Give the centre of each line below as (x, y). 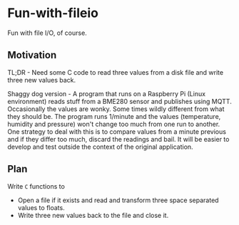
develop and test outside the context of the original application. (101, 147)
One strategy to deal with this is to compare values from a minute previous (117, 131)
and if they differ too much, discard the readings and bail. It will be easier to (118, 139)
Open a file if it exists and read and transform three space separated (118, 200)
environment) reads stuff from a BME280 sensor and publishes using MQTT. (119, 101)
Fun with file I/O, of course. (47, 33)
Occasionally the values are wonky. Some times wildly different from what (116, 109)
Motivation (32, 55)
